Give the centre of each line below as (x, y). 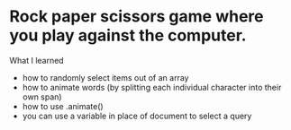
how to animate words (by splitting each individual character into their (152, 87)
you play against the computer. (128, 35)
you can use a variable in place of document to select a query (137, 116)
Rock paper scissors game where (136, 17)
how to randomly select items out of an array (105, 77)
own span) (42, 97)
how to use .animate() (63, 106)
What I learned (37, 60)
